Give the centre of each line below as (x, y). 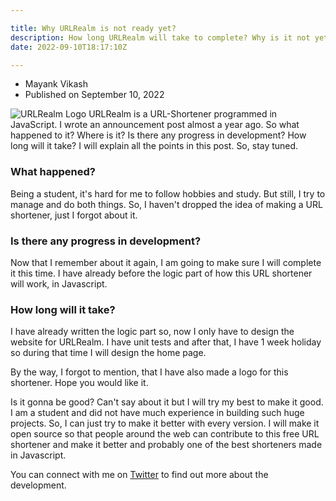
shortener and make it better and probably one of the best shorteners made (166, 445)
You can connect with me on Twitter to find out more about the (139, 475)
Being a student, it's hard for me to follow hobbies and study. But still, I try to (168, 193)
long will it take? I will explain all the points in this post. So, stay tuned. (154, 146)
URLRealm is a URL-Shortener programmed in (183, 114)
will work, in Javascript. (59, 283)
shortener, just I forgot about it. (74, 215)
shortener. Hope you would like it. (79, 383)
